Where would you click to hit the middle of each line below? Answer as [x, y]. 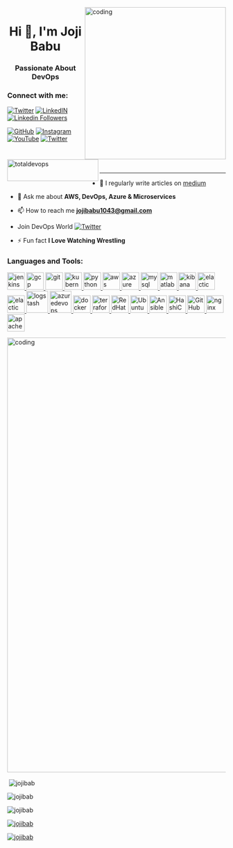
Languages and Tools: [45, 261]
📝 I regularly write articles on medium [153, 183]
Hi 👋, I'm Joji [45, 32]
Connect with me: [38, 95]
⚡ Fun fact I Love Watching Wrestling [71, 240]
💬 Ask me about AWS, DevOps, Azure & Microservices [96, 197]
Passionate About [45, 68]
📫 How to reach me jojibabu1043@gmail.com [85, 210]
